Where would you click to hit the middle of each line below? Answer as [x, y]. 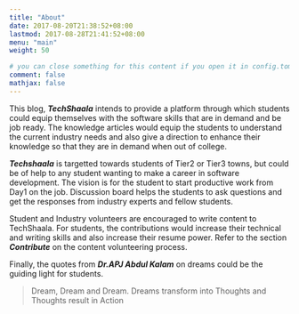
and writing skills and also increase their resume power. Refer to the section [148, 238]
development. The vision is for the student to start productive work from [141, 182]
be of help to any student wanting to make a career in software [125, 173]
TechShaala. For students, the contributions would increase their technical [145, 228]
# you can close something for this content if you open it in [129, 67]
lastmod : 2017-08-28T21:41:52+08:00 [77, 34]
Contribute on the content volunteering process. [99, 246]
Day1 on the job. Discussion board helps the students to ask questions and [146, 191]
